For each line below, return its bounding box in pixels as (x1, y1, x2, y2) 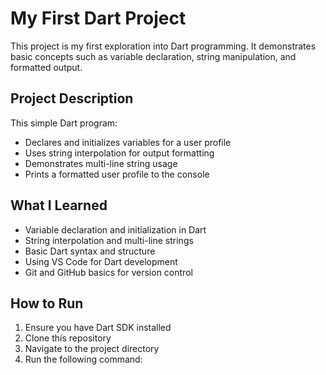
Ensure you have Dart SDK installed (24, 322, 172, 334)
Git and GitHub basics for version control (24, 266, 193, 278)
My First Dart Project (10, 7, 187, 30)
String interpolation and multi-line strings (24, 234, 194, 246)
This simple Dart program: (10, 117, 118, 129)
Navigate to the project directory (24, 343, 160, 355)
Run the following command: (24, 353, 143, 366)
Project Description (10, 90, 134, 107)
